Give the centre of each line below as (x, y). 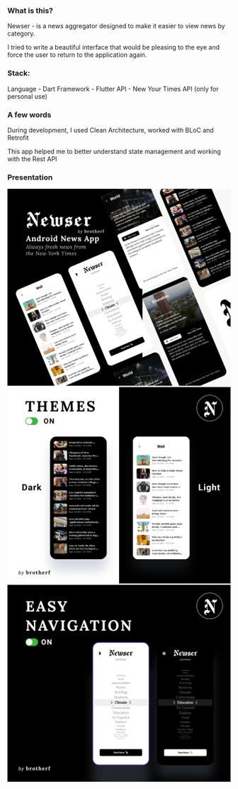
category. (21, 33)
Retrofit (18, 138)
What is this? (30, 11)
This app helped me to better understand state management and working (114, 151)
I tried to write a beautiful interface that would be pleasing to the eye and (113, 48)
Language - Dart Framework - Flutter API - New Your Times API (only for (113, 89)
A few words (29, 114)
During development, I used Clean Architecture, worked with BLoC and (110, 130)
